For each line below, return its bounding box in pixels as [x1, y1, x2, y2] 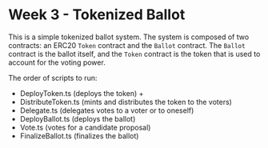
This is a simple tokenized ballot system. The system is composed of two [8, 32, 250, 42]
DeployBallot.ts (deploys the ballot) [19, 114, 136, 123]
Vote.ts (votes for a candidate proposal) [19, 122, 151, 132]
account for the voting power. [8, 58, 106, 67]
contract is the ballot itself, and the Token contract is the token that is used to [8, 49, 261, 58]
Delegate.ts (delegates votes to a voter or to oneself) [19, 106, 194, 115]
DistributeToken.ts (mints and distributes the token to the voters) [19, 97, 232, 106]
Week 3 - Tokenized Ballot [8, 6, 186, 24]
